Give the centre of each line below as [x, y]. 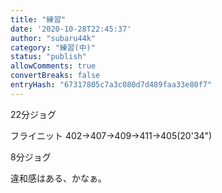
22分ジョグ [33, 114]
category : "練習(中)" [53, 47]
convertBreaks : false [55, 76]
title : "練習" [38, 19]
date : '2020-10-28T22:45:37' [71, 29]
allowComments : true [53, 66]
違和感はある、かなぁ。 [58, 178]
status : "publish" [48, 57]
